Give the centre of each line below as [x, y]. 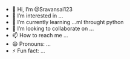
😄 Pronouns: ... [31, 44]
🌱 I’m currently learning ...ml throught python [68, 22]
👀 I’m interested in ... [37, 16]
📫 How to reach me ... [40, 35]
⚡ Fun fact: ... [28, 51]
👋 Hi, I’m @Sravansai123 [42, 9]
